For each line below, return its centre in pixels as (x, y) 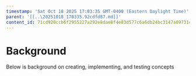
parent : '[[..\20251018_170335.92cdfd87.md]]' (64, 17)
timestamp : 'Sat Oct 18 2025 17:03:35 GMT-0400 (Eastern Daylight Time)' (98, 11)
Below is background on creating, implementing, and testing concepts (90, 67)
